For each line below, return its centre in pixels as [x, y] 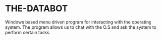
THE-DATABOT [37, 9]
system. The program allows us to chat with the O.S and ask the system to [81, 27]
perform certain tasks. [28, 32]
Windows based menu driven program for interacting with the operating [78, 22]
